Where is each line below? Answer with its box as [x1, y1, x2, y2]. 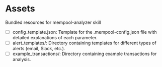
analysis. [12, 57, 31, 63]
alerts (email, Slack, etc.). [12, 46, 65, 52]
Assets [5, 3, 35, 14]
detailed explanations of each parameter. [12, 35, 98, 40]
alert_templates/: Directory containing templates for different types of [12, 40, 157, 46]
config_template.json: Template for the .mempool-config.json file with [12, 29, 157, 35]
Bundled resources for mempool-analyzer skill [5, 19, 101, 25]
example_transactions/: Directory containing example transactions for [12, 51, 157, 57]
